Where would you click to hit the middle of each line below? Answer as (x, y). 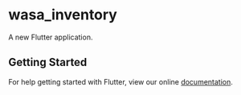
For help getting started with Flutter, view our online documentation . (120, 81)
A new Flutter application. (51, 37)
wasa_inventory (63, 15)
